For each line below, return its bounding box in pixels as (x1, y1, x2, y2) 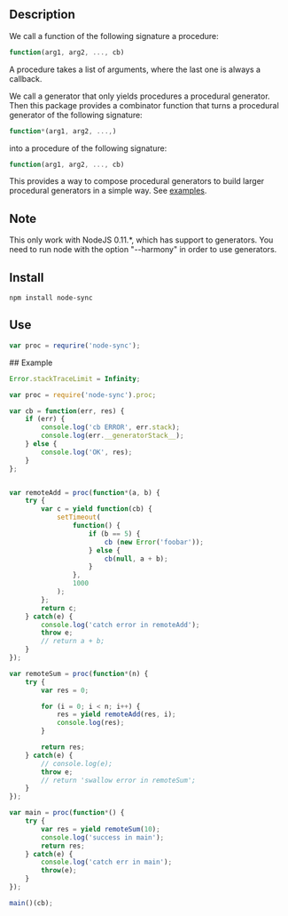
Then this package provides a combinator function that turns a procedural (9, 100, 279, 110)
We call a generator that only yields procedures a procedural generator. (9, 91, 270, 101)
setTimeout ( (56, 513, 101, 522)
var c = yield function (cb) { (41, 505, 152, 514)
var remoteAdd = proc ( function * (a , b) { (9, 488, 161, 497)
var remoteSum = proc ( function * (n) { (9, 669, 149, 678)
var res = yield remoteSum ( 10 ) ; (41, 824, 161, 833)
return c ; (41, 603, 77, 612)
